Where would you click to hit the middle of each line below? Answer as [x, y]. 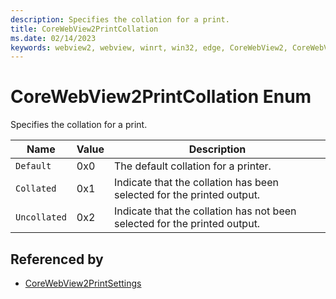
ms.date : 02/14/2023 [53, 38]
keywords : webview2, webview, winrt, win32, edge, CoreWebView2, [149, 47]
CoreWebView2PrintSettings [83, 283]
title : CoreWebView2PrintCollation [84, 29]
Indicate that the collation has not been [205, 211]
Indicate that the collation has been [196, 183]
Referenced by [57, 259]
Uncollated [41, 217]
